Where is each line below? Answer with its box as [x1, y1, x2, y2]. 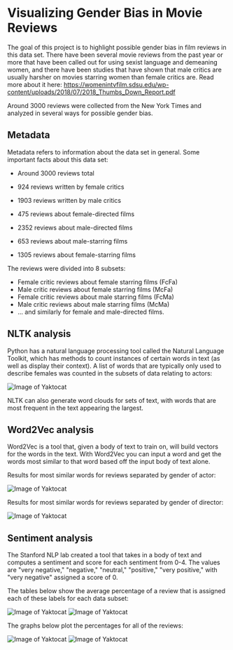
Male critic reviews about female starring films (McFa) [17, 285, 174, 293]
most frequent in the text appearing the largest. [7, 404, 143, 412]
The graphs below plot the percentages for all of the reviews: [7, 621, 183, 630]
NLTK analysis [7, 328, 71, 340]
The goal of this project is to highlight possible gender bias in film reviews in [7, 43, 227, 51]
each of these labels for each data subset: [7, 595, 129, 603]
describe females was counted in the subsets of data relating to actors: [7, 369, 213, 377]
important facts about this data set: [7, 155, 108, 164]
